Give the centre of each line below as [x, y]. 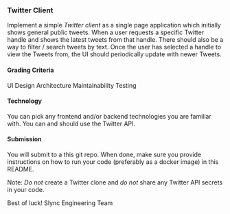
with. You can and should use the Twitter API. [71, 123]
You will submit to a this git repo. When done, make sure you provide [104, 154]
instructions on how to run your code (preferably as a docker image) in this [113, 162]
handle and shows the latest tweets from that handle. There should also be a [115, 40]
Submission [25, 139]
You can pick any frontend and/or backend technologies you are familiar [109, 116]
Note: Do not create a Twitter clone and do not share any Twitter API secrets [115, 182]
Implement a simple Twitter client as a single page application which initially [114, 25]
